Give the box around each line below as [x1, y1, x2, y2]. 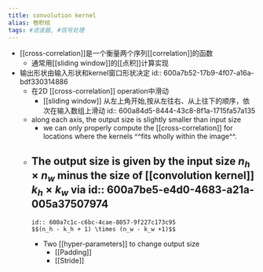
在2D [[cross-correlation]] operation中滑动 [31, 86, 169, 96]
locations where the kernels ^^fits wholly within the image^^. [42, 131, 237, 142]
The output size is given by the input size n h [31, 154, 250, 170]
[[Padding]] [54, 247, 92, 256]
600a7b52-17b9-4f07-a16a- [163, 68, 254, 78]
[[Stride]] [54, 255, 85, 265]
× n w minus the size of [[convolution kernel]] [31, 168, 255, 185]
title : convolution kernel [8, 11, 97, 20]
